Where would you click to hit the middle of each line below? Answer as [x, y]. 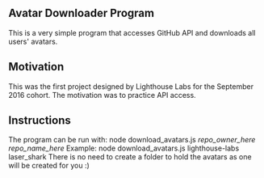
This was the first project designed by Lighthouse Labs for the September [131, 86]
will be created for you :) [49, 166]
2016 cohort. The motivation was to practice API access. [102, 95]
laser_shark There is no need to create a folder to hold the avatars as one [130, 157]
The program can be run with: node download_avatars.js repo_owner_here [132, 140]
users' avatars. [33, 41]
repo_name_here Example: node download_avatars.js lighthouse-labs [124, 148]
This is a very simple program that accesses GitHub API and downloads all [132, 32]
